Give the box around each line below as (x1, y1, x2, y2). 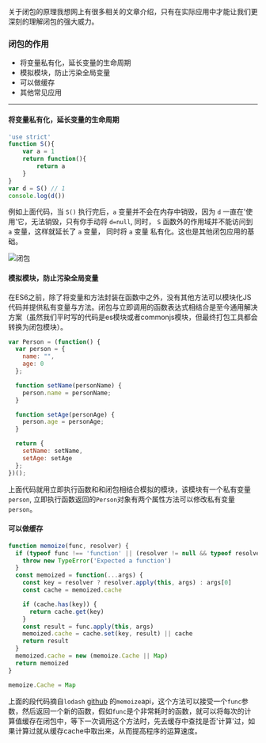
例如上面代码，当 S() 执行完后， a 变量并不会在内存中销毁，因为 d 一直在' (8, 207, 246, 216)
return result (22, 637, 69, 646)
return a (36, 162, 66, 170)
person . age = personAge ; (22, 418, 104, 426)
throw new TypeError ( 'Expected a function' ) (22, 557, 172, 565)
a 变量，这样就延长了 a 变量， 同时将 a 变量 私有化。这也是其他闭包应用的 (8, 227, 248, 236)
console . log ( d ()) (8, 192, 66, 200)
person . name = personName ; (22, 389, 112, 397)
